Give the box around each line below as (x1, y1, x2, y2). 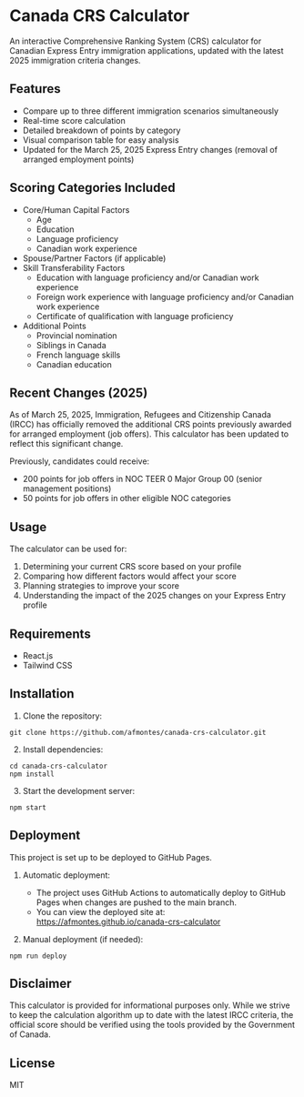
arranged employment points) (22, 154, 135, 165)
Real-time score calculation (22, 115, 126, 126)
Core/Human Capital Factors (22, 204, 130, 215)
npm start (9, 802, 47, 812)
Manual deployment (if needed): (22, 933, 144, 944)
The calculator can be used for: (9, 543, 127, 555)
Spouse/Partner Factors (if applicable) (22, 252, 167, 264)
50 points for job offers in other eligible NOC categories (22, 493, 232, 504)
